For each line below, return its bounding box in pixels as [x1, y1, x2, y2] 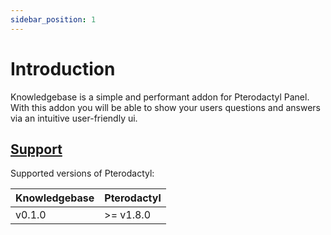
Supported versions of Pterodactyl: [10, 167, 155, 180]
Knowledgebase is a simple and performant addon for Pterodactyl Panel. [10, 91, 310, 103]
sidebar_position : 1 [10, 14, 97, 25]
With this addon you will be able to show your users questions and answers [10, 101, 321, 113]
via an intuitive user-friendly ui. [10, 112, 138, 124]
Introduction [10, 57, 116, 80]
